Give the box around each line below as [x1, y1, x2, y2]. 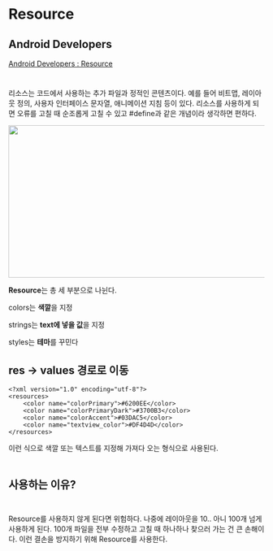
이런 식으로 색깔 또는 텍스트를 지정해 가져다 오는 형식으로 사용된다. [8, 444, 219, 453]
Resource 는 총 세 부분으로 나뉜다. [8, 285, 118, 295]
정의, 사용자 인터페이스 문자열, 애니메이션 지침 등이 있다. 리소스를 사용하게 [16, 98, 251, 108]
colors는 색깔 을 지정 [8, 302, 73, 313]
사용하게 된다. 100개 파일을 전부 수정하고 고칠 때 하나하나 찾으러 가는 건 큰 [8, 523, 244, 533]
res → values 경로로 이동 [8, 363, 129, 377]
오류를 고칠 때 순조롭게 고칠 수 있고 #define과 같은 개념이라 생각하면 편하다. [16, 109, 258, 119]
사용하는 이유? [8, 478, 76, 492]
